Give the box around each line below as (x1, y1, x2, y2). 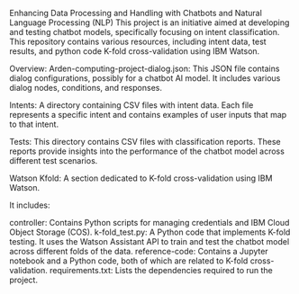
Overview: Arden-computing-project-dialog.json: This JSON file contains (9, 63, 280, 74)
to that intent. (9, 119, 59, 129)
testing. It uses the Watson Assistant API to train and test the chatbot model (9, 236, 290, 246)
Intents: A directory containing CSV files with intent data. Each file (9, 100, 254, 111)
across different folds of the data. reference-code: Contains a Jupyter (9, 246, 268, 256)
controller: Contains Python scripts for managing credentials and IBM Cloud (9, 218, 290, 227)
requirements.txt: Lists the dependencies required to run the (49, 265, 273, 275)
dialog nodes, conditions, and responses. (9, 83, 162, 93)
